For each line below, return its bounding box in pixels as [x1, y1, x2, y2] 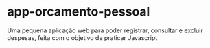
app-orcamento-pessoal [7, 4, 150, 20]
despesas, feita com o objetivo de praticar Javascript [7, 33, 158, 41]
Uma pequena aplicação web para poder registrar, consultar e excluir [7, 26, 204, 34]
